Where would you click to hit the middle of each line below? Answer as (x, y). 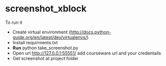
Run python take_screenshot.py (45, 48)
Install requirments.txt (35, 42)
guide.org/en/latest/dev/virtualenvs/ (50, 37)
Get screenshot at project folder (45, 58)
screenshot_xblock (46, 9)
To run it (14, 22)
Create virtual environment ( (42, 32)
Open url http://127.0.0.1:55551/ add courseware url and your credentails (87, 53)
